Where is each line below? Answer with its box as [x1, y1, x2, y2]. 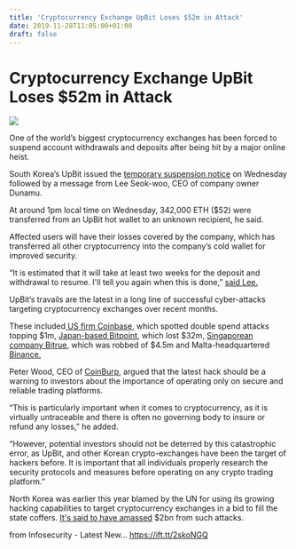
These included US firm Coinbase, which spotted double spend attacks [9, 321, 270, 331]
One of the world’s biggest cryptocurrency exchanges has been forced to [9, 132, 277, 143]
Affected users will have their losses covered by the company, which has [9, 232, 276, 243]
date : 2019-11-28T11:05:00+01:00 [9, 21, 133, 30]
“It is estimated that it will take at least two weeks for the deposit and [9, 267, 261, 278]
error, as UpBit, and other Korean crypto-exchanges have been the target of [9, 448, 286, 458]
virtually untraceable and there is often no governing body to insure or [9, 412, 266, 423]
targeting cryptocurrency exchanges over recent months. [9, 304, 219, 314]
